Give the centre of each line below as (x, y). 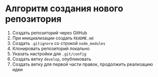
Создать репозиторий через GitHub (50, 33)
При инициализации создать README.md (53, 38)
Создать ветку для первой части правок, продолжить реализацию (83, 64)
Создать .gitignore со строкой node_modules (59, 43)
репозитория (33, 19)
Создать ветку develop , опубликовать (52, 59)
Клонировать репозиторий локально (51, 48)
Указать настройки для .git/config (49, 54)
